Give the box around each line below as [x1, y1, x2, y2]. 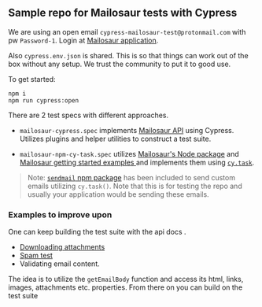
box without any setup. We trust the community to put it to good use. [8, 59, 231, 68]
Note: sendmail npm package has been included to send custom [27, 172, 236, 182]
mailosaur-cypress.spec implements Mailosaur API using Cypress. [19, 125, 234, 135]
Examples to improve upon [8, 209, 113, 220]
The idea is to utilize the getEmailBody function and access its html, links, [8, 275, 244, 284]
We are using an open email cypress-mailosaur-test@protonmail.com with [8, 27, 246, 36]
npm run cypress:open [8, 96, 79, 105]
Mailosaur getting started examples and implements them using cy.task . [19, 157, 255, 167]
